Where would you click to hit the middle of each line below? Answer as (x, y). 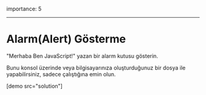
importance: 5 (24, 9)
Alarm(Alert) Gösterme (66, 39)
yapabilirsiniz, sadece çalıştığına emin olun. (61, 74)
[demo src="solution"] (35, 86)
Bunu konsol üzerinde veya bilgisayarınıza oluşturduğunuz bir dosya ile (96, 68)
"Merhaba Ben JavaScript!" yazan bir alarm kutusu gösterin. (82, 56)
